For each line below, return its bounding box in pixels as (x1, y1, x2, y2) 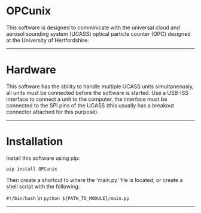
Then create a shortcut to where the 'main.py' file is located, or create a (6, 176, 184, 183)
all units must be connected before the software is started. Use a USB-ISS (6, 89, 189, 96)
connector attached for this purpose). (6, 108, 99, 115)
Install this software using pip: (6, 154, 80, 162)
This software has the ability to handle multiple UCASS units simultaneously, (6, 82, 194, 90)
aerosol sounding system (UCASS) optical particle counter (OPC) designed (6, 30, 191, 37)
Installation (6, 135, 63, 149)
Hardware (6, 63, 56, 77)
